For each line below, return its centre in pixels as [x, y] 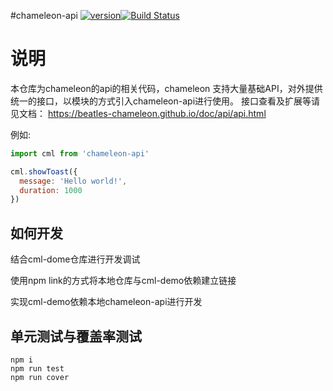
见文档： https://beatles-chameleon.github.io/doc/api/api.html [138, 113]
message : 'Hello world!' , [73, 181]
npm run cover [40, 377]
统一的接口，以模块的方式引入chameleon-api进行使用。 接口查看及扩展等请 [165, 101]
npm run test [37, 368]
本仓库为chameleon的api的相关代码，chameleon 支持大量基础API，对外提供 [166, 88]
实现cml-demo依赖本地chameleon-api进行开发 [106, 302]
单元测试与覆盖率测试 [76, 336]
